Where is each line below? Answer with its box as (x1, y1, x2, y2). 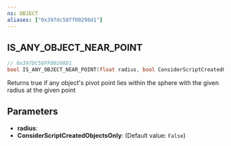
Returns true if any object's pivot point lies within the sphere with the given (7, 79, 219, 87)
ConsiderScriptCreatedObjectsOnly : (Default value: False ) (16, 131, 186, 139)
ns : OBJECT (7, 10, 38, 17)
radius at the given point (7, 86, 76, 95)
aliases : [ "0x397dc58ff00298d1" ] (7, 16, 103, 23)
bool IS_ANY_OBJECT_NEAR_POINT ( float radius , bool (7, 66, 155, 73)
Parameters (7, 106, 58, 117)
